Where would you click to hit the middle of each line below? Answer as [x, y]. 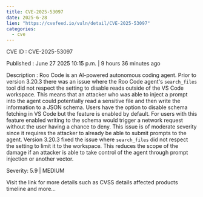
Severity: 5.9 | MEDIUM [35, 171]
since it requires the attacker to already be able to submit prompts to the [96, 133]
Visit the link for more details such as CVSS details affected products [92, 182]
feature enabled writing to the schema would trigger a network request [95, 120]
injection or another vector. [40, 159]
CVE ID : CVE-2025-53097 [40, 52]
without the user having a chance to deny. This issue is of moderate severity [101, 127]
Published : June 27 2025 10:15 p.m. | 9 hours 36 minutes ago [83, 64]
